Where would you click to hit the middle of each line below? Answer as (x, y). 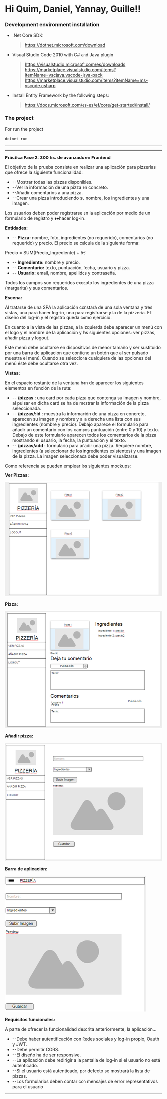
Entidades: (17, 228)
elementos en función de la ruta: (38, 388)
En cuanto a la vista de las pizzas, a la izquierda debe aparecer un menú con (83, 327)
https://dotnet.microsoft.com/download (65, 45)
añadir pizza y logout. (27, 338)
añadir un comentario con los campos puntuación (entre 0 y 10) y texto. (85, 429)
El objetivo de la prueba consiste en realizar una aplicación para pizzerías (80, 167)
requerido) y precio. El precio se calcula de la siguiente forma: (76, 243)
